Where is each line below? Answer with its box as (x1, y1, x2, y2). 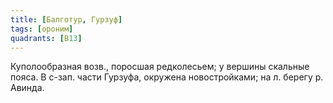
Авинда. (10, 82, 45, 94)
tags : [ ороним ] (10, 24, 74, 34)
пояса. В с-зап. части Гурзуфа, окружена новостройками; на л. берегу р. (10, 71, 324, 83)
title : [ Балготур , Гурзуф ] (10, 14, 123, 25)
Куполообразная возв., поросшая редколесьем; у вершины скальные (10, 61, 310, 73)
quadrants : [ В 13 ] (10, 33, 83, 43)
